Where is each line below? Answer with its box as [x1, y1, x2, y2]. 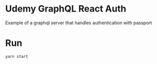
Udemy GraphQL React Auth [5, 3, 127, 15]
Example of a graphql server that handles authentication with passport [5, 20, 152, 26]
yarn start [5, 54, 28, 59]
